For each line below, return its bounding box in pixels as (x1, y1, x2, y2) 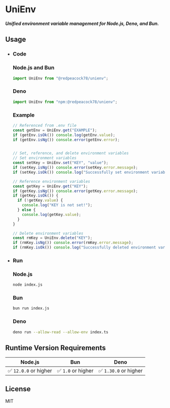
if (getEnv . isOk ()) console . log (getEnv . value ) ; (12, 132, 116, 138)
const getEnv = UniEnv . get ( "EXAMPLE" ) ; (12, 127, 97, 133)
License (5, 385, 31, 393)
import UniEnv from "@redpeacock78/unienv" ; (12, 75, 109, 81)
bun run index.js (12, 306, 50, 311)
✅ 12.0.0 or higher (8, 367, 52, 374)
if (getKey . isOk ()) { (12, 193, 59, 198)
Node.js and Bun (12, 64, 55, 71)
